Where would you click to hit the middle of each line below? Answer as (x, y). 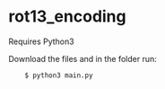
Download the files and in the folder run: (83, 58)
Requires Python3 (41, 41)
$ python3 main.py (59, 75)
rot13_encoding (67, 17)
